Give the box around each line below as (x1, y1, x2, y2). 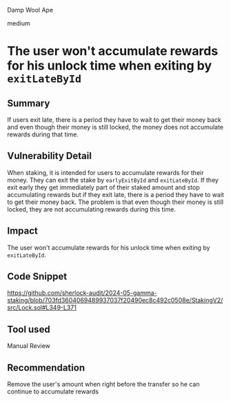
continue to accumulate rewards (7, 387, 99, 395)
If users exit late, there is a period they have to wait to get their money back (7, 116, 222, 123)
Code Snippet (7, 271, 68, 282)
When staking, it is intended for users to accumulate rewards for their (7, 168, 204, 176)
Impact (7, 225, 38, 237)
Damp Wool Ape (7, 6, 54, 14)
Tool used (7, 323, 50, 335)
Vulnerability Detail (7, 150, 92, 162)
